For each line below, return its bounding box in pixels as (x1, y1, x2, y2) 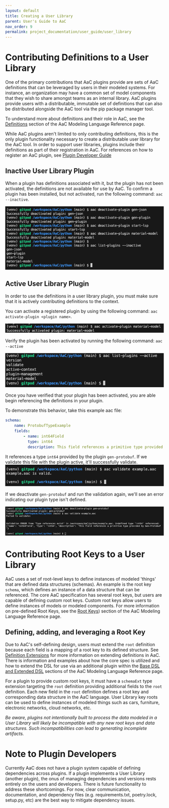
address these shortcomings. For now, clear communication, (5, 786, 131, 792)
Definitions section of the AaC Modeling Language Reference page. (5, 121, 145, 127)
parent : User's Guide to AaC (5, 19, 66, 24)
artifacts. (5, 730, 24, 736)
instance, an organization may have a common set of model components (5, 90, 156, 96)
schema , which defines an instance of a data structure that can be (5, 586, 140, 592)
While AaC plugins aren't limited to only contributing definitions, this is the (5, 131, 158, 137)
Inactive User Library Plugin (5, 167, 94, 175)
